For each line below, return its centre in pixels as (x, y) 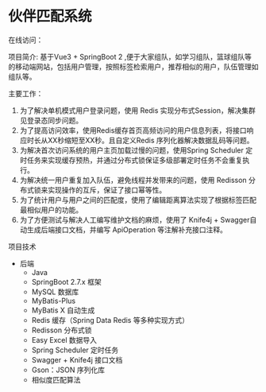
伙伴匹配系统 (50, 16)
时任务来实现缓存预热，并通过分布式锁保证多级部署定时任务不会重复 (131, 160)
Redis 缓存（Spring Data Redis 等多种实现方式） (110, 320)
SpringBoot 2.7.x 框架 (66, 281)
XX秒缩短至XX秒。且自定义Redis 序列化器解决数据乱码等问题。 (150, 140)
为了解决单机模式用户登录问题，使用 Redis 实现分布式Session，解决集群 (137, 110)
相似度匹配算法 (56, 379)
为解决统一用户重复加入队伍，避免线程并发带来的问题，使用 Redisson (133, 180)
